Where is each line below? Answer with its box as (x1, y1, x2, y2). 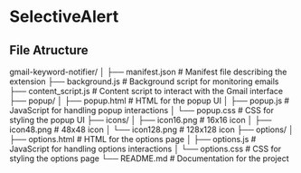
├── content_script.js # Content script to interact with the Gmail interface (9, 86, 283, 96)
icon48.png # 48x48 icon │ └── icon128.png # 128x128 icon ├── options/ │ (9, 124, 295, 135)
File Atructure (9, 43, 89, 58)
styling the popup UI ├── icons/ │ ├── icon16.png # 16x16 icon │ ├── (9, 115, 273, 125)
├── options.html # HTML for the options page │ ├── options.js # (9, 134, 257, 144)
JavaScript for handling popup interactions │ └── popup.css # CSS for (9, 105, 274, 115)
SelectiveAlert (9, 6, 119, 27)
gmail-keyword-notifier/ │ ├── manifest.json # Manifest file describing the (9, 66, 287, 77)
